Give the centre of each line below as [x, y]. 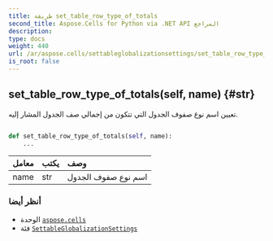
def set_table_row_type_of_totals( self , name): [91, 136]
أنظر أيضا [25, 202]
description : [30, 31]
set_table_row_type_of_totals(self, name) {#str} [132, 94]
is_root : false [34, 62]
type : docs [27, 39]
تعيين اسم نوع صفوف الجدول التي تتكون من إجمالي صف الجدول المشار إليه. [123, 114]
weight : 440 [28, 46]
